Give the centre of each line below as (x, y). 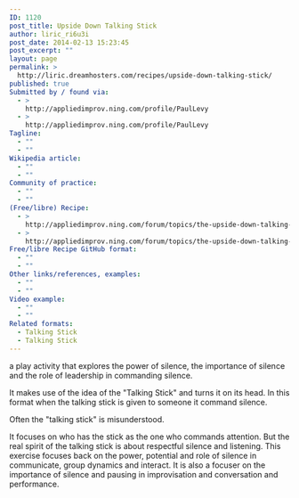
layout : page (33, 59)
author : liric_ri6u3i (49, 34)
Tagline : (25, 134)
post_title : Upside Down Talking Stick (83, 26)
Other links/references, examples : (75, 274)
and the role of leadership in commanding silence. (101, 375)
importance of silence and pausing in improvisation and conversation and (144, 474)
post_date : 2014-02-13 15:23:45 (69, 42)
